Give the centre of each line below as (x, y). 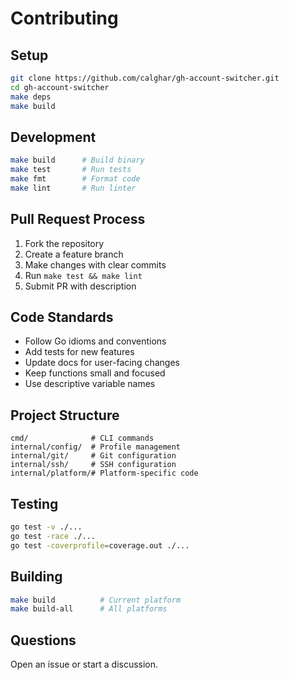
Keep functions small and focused (95, 373)
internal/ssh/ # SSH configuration (93, 465)
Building (36, 577)
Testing (34, 503)
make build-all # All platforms (89, 609)
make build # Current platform (96, 600)
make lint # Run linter (73, 188)
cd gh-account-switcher (60, 87)
